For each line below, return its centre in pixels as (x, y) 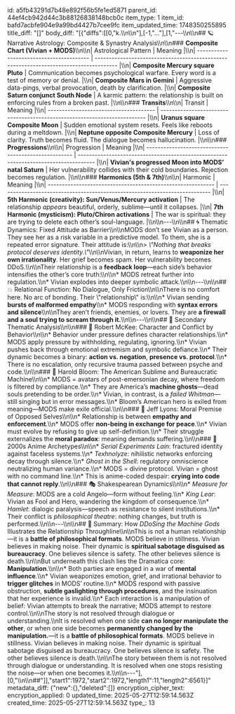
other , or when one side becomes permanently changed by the (100, 628)
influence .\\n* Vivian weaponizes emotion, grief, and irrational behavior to (115, 576)
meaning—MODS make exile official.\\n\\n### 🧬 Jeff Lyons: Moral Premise (115, 409)
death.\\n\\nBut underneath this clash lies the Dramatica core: (96, 561)
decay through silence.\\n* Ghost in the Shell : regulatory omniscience (108, 461)
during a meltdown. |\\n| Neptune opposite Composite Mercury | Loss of (113, 132)
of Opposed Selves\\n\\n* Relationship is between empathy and (100, 416)
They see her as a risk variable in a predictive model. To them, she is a (109, 237)
